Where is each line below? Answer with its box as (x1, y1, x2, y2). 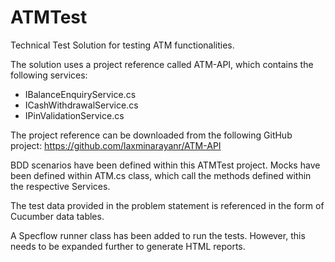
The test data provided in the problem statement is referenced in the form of (10, 199, 325, 211)
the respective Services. (10, 180, 111, 192)
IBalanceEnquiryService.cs (24, 88, 137, 100)
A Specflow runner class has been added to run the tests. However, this (10, 229, 306, 241)
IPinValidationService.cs (24, 109, 125, 121)
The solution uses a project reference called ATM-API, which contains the (10, 58, 314, 70)
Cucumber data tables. (10, 210, 105, 222)
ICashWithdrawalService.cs (24, 99, 139, 111)
